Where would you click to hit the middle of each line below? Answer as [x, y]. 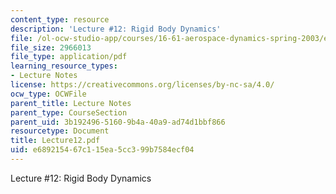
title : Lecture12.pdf [55, 141]
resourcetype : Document [60, 131]
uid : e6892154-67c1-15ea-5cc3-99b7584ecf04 [102, 150]
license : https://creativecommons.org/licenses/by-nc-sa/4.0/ [142, 85]
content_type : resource [60, 19]
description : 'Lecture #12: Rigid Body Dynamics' [116, 29]
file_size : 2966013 [51, 47]
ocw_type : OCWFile [48, 94]
